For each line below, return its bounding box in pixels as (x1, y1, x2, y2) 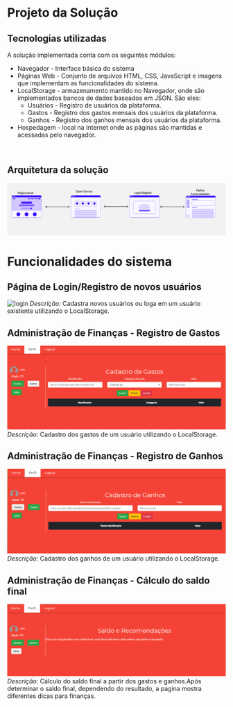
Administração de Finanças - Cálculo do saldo (7, 574, 210, 586)
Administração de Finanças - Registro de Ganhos (7, 450, 223, 462)
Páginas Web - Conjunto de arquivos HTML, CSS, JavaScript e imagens (17, 71, 223, 80)
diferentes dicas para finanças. (7, 692, 96, 700)
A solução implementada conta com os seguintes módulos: (7, 51, 176, 59)
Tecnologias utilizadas (7, 33, 107, 44)
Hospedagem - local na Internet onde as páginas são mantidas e (17, 123, 202, 131)
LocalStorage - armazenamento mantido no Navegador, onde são (17, 87, 205, 94)
